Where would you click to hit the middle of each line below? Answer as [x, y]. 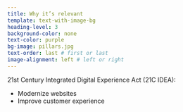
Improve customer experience [61, 101]
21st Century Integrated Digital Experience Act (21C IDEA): [91, 80]
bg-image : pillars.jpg [40, 46]
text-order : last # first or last [58, 54]
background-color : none [42, 33]
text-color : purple [36, 40]
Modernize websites [47, 93]
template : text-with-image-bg [52, 20]
